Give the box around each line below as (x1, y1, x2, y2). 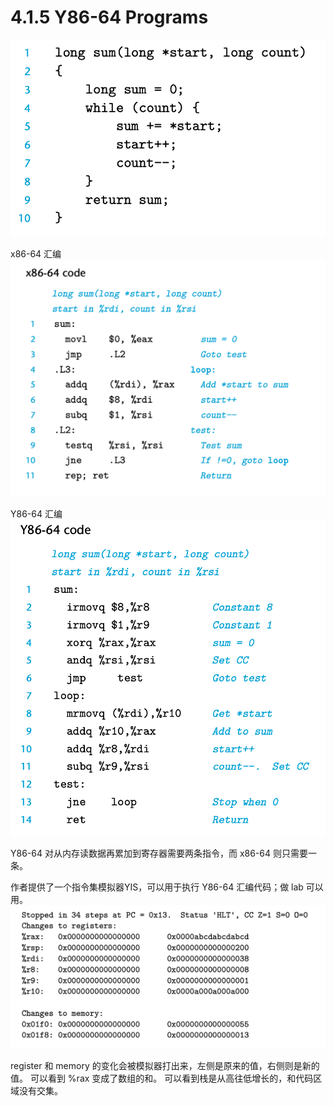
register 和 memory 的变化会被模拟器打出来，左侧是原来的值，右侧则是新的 (10, 1060, 320, 1072)
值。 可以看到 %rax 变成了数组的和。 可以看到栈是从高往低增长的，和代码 (10, 1072, 314, 1085)
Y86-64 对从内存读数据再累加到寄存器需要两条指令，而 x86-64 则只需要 (10, 847, 308, 860)
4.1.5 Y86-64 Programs (10, 6, 209, 29)
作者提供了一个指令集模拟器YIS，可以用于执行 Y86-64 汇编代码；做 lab (10, 881, 304, 893)
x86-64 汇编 (10, 247, 62, 260)
